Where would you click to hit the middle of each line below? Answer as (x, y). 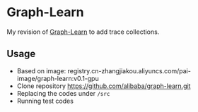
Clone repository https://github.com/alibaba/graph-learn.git (104, 86)
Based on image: (41, 70)
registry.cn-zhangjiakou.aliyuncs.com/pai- (129, 70)
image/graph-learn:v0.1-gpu (58, 78)
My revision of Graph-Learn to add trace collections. (83, 32)
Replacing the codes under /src (63, 93)
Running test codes (45, 101)
